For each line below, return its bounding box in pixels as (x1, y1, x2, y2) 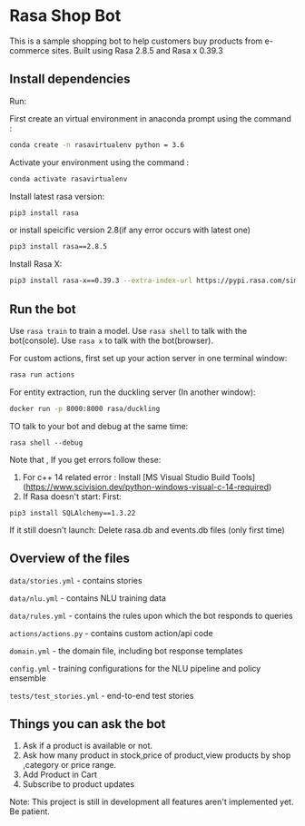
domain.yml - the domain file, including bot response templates (9, 645, 243, 656)
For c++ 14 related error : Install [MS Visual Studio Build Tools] (22, 471, 256, 482)
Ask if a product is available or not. (22, 741, 152, 752)
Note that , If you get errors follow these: (9, 454, 162, 465)
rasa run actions (9, 369, 75, 379)
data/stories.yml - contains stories (9, 575, 143, 585)
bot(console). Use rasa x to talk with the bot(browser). (9, 335, 213, 346)
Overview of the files (9, 551, 130, 566)
